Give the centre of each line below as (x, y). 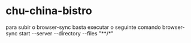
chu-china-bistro (49, 11)
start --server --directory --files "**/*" (66, 33)
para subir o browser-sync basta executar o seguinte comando (83, 27)
